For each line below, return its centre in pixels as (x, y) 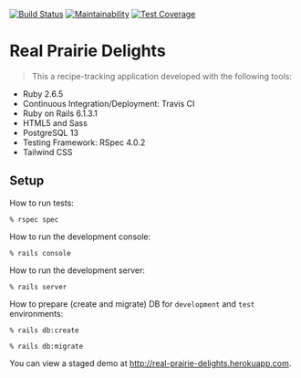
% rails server (38, 287)
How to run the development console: (80, 236)
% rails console (40, 253)
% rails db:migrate (47, 346)
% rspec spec (34, 219)
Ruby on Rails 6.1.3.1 (60, 113)
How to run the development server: (78, 270)
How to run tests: (42, 203)
